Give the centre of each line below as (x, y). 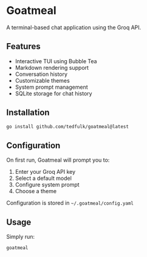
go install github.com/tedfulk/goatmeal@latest (68, 126)
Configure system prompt (47, 185)
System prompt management (51, 87)
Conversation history (41, 74)
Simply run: (21, 237)
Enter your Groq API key (45, 172)
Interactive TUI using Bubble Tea (56, 61)
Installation (28, 113)
